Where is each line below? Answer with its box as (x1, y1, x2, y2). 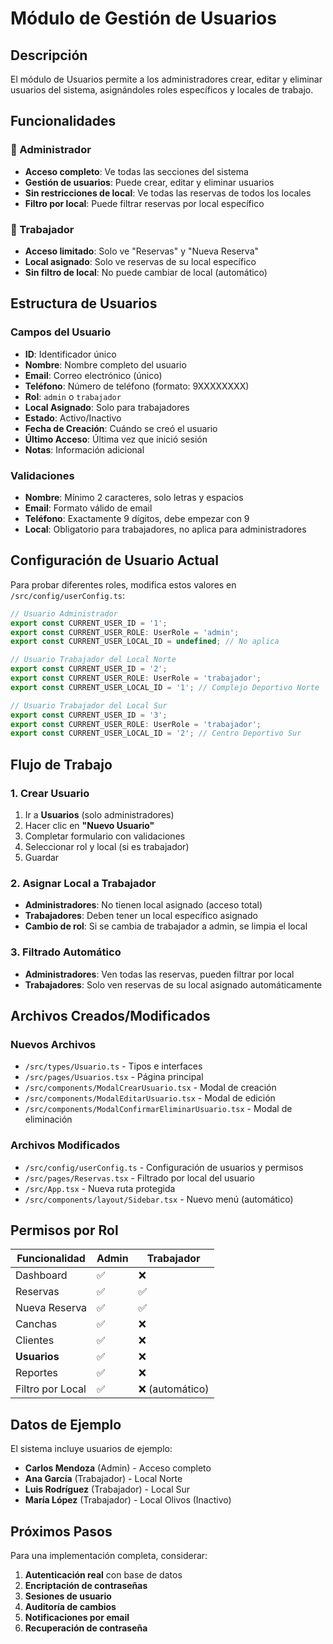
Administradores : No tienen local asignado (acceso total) (24, 899, 263, 911)
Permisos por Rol (10, 1222, 119, 1239)
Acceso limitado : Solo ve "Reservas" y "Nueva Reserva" (24, 245, 260, 257)
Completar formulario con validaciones (24, 830, 186, 842)
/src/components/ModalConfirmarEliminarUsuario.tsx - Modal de (24, 1103, 293, 1115)
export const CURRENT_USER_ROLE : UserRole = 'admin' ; (10, 627, 240, 637)
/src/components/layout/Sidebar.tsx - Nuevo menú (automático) (24, 1193, 294, 1205)
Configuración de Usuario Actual (10, 552, 219, 569)
